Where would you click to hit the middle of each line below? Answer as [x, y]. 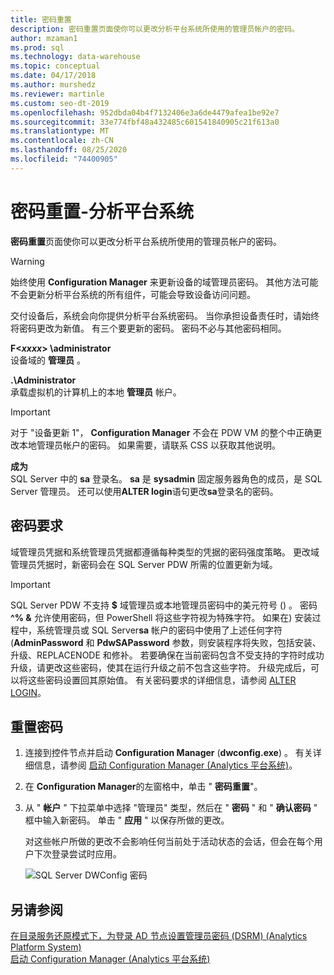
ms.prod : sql [37, 47]
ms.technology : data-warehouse [75, 57]
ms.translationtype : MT [60, 131]
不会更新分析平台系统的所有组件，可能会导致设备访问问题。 [133, 294]
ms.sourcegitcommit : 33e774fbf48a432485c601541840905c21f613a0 [145, 122]
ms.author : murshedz [53, 85]
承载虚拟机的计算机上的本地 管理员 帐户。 [96, 392]
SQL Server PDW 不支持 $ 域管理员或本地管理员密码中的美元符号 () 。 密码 [164, 605]
